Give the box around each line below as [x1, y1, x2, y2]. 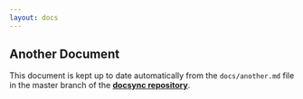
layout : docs [9, 13, 59, 22]
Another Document [9, 47, 120, 62]
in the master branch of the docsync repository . [9, 80, 191, 91]
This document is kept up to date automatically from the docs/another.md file [9, 70, 295, 81]
